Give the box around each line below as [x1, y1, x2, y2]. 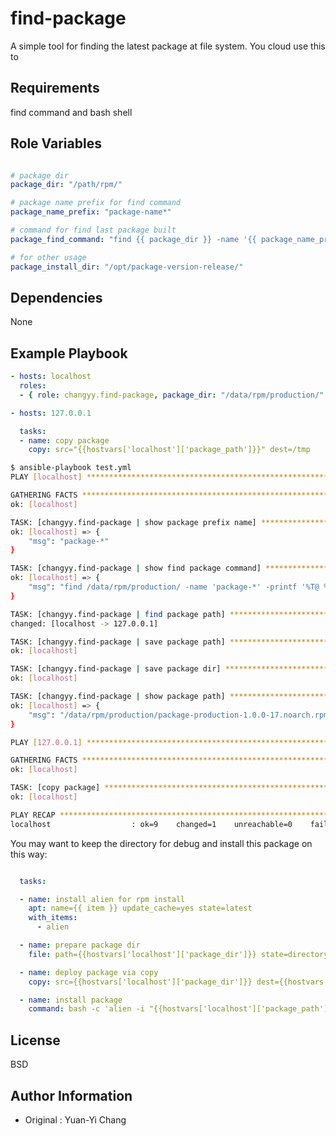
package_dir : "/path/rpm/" [10, 180, 123, 190]
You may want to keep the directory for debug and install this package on [10, 837, 313, 849]
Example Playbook [10, 345, 128, 362]
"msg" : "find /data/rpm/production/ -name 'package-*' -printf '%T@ [28, 582, 320, 592]
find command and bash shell [10, 106, 133, 118]
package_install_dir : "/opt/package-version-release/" [10, 262, 244, 272]
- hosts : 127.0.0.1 [10, 408, 92, 418]
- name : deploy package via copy [19, 967, 159, 977]
